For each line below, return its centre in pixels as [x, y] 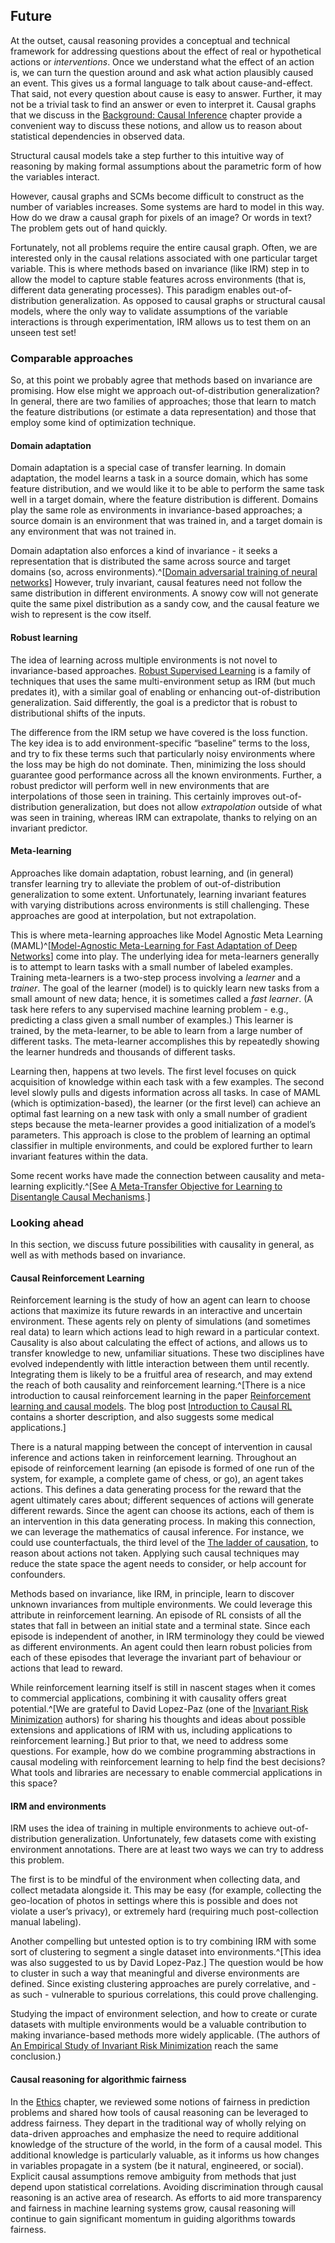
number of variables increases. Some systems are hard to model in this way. [167, 206]
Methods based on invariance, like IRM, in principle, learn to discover [152, 1594]
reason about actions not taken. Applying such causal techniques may [155, 1553]
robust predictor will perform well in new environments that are [140, 785]
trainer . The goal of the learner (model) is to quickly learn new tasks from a [165, 988]
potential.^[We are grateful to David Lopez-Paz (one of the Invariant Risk [159, 1709]
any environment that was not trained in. [93, 531]
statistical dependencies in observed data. [98, 136]
